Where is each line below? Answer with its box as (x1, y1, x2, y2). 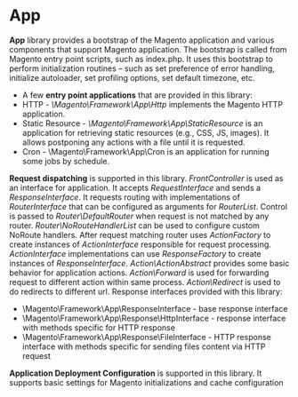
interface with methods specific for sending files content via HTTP (21, 341, 266, 352)
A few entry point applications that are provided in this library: (21, 90, 254, 100)
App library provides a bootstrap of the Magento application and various (9, 35, 275, 45)
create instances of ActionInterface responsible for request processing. (9, 239, 271, 250)
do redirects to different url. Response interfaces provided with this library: (9, 286, 283, 297)
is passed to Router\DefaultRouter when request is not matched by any (9, 210, 270, 221)
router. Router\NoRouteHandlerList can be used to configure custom (9, 219, 260, 231)
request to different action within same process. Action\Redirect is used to (9, 276, 281, 287)
